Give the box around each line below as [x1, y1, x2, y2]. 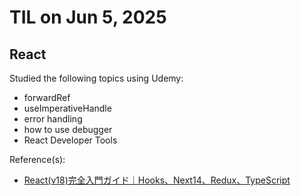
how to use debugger [23, 124, 113, 135]
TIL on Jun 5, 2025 [9, 6, 167, 29]
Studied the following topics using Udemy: [9, 72, 184, 84]
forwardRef [23, 92, 71, 103]
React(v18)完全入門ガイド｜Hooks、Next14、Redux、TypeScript [23, 174, 291, 186]
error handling [23, 113, 83, 125]
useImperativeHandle [23, 102, 112, 114]
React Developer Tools [23, 134, 118, 146]
